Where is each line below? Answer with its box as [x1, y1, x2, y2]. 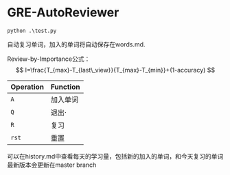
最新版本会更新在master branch [7, 161, 97, 169]
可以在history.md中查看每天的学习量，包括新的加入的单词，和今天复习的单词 [7, 152, 224, 160]
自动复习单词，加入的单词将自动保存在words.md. [7, 40, 146, 49]
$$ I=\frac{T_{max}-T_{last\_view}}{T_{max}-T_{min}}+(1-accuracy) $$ [15, 66, 216, 74]
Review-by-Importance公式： [7, 55, 91, 63]
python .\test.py [7, 27, 57, 34]
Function [50, 82, 80, 92]
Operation [10, 82, 45, 92]
